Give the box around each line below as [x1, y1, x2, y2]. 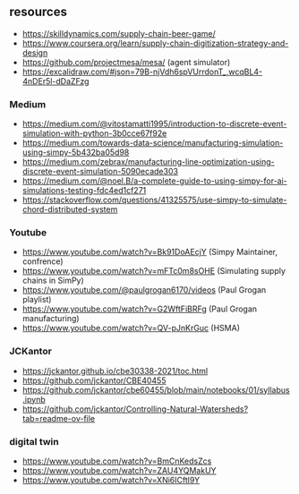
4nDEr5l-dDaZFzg [21, 75, 90, 86]
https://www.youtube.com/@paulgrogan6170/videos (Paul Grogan [21, 285, 267, 295]
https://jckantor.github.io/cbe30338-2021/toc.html [21, 365, 209, 376]
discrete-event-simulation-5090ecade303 [21, 166, 179, 177]
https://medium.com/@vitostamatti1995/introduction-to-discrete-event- [21, 118, 287, 130]
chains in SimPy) [21, 275, 85, 286]
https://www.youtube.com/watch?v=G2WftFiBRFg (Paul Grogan [21, 303, 258, 314]
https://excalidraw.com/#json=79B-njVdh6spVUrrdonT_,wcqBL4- [21, 66, 263, 77]
